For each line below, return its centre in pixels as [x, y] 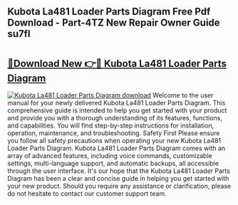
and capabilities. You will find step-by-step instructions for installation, [111, 125]
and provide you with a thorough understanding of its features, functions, [115, 118]
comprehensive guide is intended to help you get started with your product [117, 110]
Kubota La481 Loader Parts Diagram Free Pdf [109, 12]
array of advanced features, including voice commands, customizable [110, 156]
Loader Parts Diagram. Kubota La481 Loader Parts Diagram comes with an [117, 148]
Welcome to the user [183, 95]
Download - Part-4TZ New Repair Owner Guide [114, 23]
